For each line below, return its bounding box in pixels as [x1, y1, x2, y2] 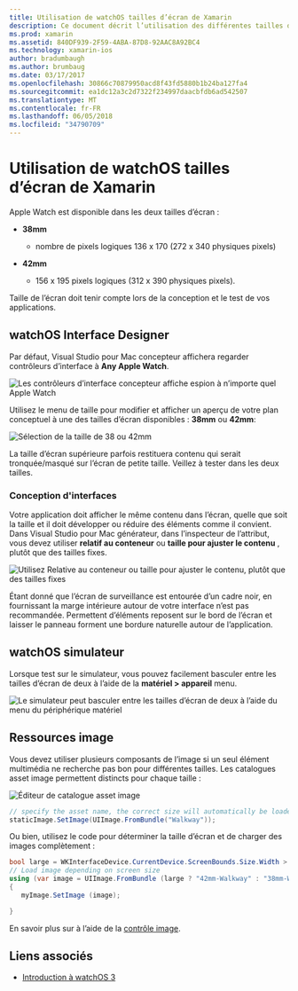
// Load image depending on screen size [9, 866, 161, 875]
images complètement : [9, 840, 96, 852]
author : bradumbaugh [9, 54, 86, 63]
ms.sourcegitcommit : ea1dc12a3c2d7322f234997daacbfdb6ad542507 [9, 87, 248, 96]
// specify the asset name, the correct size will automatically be [9, 806, 268, 816]
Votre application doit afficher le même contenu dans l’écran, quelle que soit [9, 509, 288, 520]
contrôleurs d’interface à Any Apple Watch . [9, 360, 169, 371]
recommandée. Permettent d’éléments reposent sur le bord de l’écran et [9, 610, 273, 621]
